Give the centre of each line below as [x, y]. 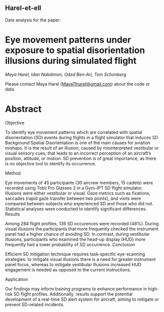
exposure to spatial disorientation [75, 50]
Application [17, 279]
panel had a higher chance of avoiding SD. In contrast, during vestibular [78, 234]
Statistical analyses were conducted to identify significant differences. [76, 209]
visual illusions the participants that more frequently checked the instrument [82, 229]
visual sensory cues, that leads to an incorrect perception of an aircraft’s [78, 153]
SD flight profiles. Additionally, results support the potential [73, 294]
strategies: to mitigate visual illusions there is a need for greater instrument [81, 259]
